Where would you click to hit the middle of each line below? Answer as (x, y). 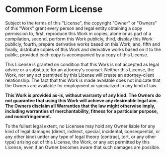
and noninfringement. (28, 116)
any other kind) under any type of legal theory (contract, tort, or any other (81, 137)
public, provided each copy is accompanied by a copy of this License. (77, 55)
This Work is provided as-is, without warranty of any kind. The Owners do (83, 95)
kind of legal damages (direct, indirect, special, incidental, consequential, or (83, 131)
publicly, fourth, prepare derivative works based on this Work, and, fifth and (83, 44)
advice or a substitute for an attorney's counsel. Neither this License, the (80, 70)
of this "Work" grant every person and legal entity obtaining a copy (74, 28)
